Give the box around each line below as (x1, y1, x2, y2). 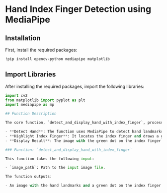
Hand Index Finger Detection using (5, 3, 152, 15)
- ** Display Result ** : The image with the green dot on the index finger (5, 138, 162, 143)
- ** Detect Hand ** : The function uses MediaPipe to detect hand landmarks (5, 129, 164, 134)
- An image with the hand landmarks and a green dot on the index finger (5, 183, 162, 188)
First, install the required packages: (5, 47, 78, 53)
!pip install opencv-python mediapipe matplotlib (5, 57, 110, 62)
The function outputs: (5, 174, 52, 179)
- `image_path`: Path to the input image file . (5, 165, 106, 170)
